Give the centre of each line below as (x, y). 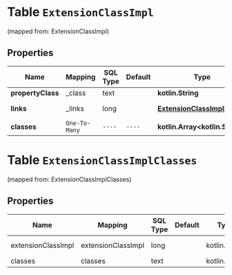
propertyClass (35, 93)
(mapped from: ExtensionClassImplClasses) (69, 179)
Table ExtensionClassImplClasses (102, 160)
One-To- (78, 123)
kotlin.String (178, 93)
